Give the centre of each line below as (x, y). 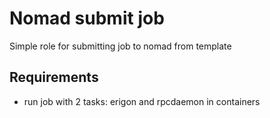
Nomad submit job (87, 18)
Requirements (54, 77)
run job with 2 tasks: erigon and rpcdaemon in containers (142, 101)
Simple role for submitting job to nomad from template (120, 46)
